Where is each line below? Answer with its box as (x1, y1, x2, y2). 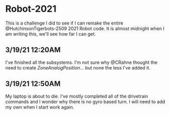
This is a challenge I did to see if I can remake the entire (5, 20, 123, 26)
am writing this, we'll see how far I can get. (5, 31, 96, 37)
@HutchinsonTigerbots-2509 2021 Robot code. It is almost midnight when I (5, 25, 164, 31)
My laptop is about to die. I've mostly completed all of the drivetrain (5, 93, 148, 99)
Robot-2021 (5, 3, 56, 15)
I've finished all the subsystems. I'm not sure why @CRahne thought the (5, 59, 158, 65)
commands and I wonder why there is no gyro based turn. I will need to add (5, 98, 165, 105)
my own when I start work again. (5, 104, 74, 110)
